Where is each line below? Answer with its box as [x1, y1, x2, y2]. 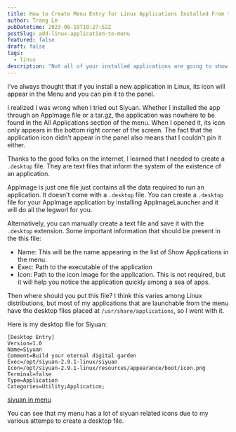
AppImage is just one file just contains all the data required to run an [7, 183, 205, 191]
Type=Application [7, 376, 58, 384]
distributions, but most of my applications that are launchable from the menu [7, 299, 229, 307]
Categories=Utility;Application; [7, 383, 105, 390]
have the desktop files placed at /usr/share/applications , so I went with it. [7, 306, 225, 314]
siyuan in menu [7, 395, 51, 404]
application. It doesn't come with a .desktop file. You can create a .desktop [7, 190, 223, 199]
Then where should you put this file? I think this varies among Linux [7, 291, 202, 300]
